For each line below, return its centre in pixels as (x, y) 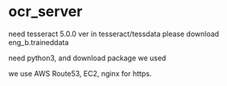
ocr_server (45, 12)
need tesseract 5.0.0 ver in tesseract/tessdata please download (114, 34)
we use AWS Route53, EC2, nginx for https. (80, 73)
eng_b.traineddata (39, 42)
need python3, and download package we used (87, 58)
